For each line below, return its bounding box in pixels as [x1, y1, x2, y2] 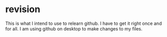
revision [5, 4, 41, 15]
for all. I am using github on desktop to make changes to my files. [5, 25, 143, 31]
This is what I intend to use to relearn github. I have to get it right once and [5, 20, 162, 26]
